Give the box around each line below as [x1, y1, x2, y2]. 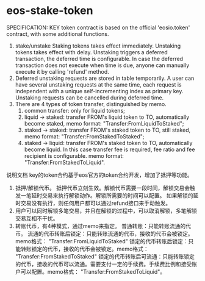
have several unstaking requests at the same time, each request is [15, 80, 182, 88]
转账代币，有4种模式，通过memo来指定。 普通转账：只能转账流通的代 [15, 222, 191, 229]
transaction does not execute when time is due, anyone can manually [15, 62, 190, 69]
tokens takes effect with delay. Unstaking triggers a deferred [15, 48, 168, 55]
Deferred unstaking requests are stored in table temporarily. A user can [15, 74, 195, 82]
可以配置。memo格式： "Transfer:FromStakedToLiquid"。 [20, 268, 166, 275]
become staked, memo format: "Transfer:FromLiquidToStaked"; [24, 119, 184, 127]
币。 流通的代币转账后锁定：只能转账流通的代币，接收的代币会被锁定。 [15, 230, 193, 237]
